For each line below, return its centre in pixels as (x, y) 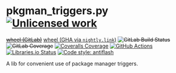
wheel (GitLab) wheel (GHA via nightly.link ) (61, 39)
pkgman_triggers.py (57, 11)
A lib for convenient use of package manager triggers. (72, 64)
